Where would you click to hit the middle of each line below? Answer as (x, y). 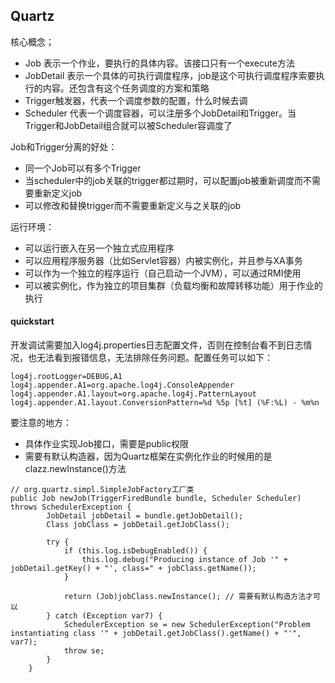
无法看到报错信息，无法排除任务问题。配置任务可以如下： (154, 358)
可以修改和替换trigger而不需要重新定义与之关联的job (133, 205)
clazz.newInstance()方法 (75, 469)
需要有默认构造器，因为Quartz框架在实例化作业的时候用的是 (148, 456)
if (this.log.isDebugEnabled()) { (135, 551)
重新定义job (58, 193)
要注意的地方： (41, 423)
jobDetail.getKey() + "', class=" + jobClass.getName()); (133, 569)
